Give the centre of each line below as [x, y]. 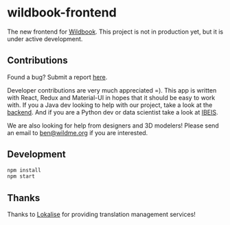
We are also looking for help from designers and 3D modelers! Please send [113, 126]
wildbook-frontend [62, 13]
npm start [21, 176]
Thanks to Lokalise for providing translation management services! [101, 215]
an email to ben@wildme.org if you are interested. [78, 132]
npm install [24, 170]
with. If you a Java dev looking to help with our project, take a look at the [110, 105]
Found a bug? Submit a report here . [57, 77]
